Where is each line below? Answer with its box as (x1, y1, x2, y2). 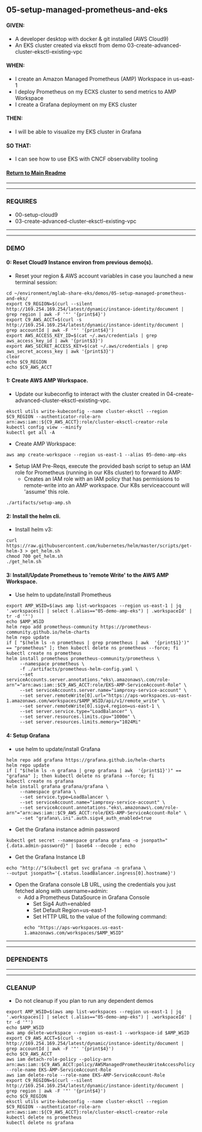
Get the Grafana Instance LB (14, 853, 85, 860)
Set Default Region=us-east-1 (32, 906, 106, 913)
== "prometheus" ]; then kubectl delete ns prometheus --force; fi (6, 645, 179, 651)
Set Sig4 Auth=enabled (32, 900, 91, 907)
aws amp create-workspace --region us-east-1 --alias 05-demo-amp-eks (6, 452, 187, 458)
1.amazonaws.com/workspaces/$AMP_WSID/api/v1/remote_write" (6, 698, 161, 704)
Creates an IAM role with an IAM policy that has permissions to (23, 475, 180, 482)
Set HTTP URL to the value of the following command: (32, 913, 167, 920)
